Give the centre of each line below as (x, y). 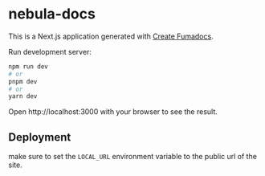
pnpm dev (23, 81)
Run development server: (50, 51)
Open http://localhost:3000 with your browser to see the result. (113, 112)
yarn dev (23, 96)
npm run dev (28, 66)
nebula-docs (52, 14)
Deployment (40, 137)
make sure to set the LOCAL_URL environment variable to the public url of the (132, 157)
